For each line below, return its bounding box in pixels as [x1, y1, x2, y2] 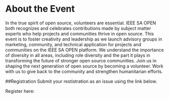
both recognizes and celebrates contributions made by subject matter [5, 25, 151, 31]
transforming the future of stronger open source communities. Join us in [5, 57, 157, 63]
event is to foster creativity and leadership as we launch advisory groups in [5, 36, 162, 42]
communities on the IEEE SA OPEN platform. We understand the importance [5, 47, 164, 53]
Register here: [5, 88, 35, 94]
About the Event [5, 3, 75, 15]
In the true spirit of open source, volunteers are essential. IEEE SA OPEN [5, 20, 156, 26]
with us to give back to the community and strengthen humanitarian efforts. [5, 68, 163, 74]
